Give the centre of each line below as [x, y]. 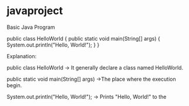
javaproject [35, 11]
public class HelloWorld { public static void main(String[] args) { [83, 38]
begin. [14, 85]
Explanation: [22, 56]
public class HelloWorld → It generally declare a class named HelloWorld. [95, 67]
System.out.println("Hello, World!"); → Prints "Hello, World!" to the [87, 97]
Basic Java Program [31, 27]
